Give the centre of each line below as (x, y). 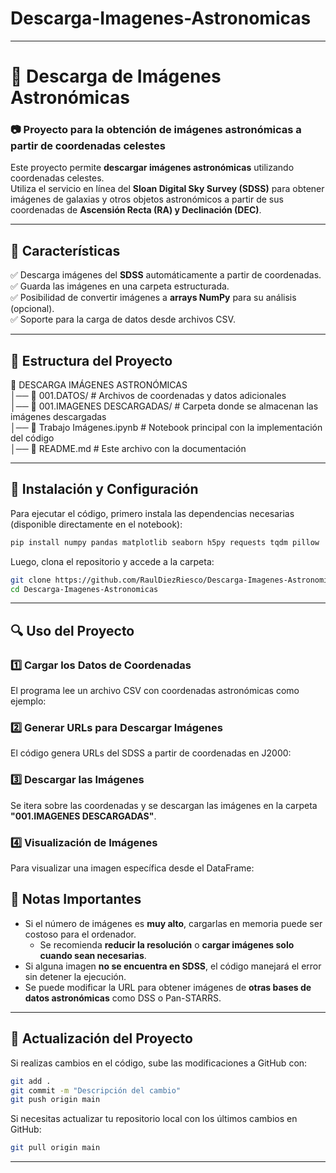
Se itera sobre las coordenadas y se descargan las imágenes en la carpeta (164, 805)
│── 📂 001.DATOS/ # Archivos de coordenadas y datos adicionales (148, 396)
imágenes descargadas (58, 417)
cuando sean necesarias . (93, 955)
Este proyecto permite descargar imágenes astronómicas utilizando (152, 168)
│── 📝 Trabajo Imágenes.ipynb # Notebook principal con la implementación (166, 428)
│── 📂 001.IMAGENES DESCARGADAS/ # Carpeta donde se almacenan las (164, 406)
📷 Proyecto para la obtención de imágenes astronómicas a (156, 130)
